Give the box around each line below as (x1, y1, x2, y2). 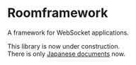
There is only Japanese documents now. (7, 49, 126, 58)
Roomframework (7, 5, 108, 21)
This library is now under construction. (7, 42, 120, 50)
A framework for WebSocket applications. (7, 28, 130, 37)
